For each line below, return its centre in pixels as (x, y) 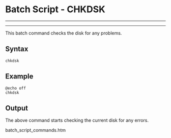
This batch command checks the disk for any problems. (64, 33)
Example (19, 77)
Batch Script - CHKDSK (55, 9)
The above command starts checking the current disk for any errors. (77, 120)
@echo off (16, 88)
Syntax (17, 49)
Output (17, 108)
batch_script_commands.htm (36, 130)
